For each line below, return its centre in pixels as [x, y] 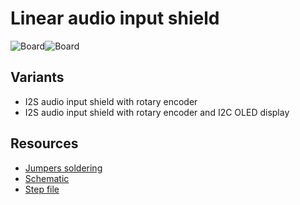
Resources [44, 143]
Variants [37, 77]
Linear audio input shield [115, 18]
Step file [42, 189]
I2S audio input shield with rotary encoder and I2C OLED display [157, 112]
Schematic [47, 178]
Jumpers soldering [63, 168]
